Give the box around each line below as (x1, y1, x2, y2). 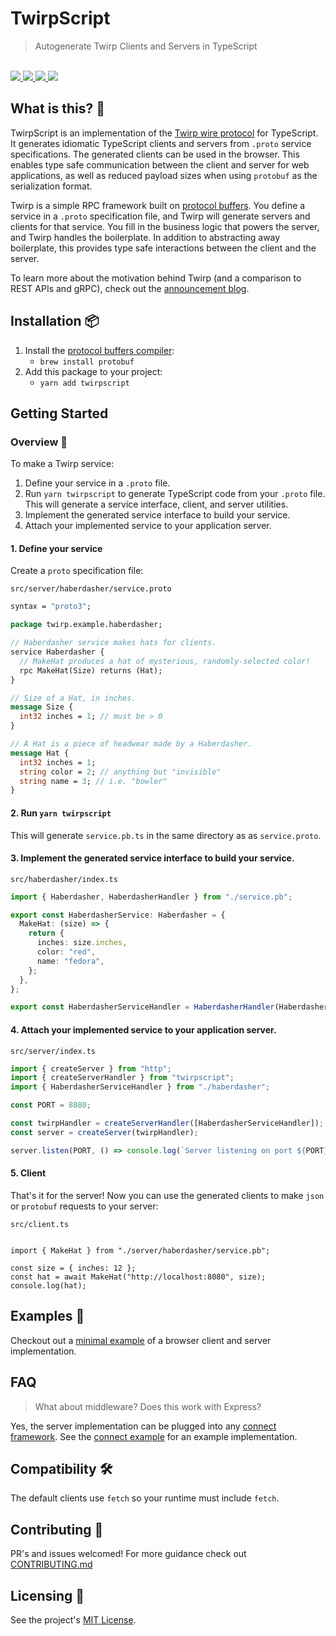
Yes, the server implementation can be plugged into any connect (10, 1420, 277, 1432)
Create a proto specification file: (10, 565, 144, 577)
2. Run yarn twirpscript (10, 807, 112, 819)
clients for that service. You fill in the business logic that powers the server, (10, 220, 320, 232)
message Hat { (10, 748, 70, 758)
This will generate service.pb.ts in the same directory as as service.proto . (10, 829, 322, 841)
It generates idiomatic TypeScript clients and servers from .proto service (10, 137, 312, 149)
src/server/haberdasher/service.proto (10, 584, 172, 594)
